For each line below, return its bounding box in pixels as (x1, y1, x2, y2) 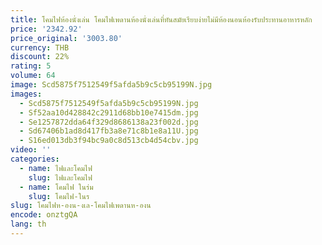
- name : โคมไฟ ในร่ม (19, 182, 94, 192)
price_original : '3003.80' (10, 33, 123, 43)
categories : (10, 154, 60, 164)
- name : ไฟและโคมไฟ (19, 163, 93, 173)
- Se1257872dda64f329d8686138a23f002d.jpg (19, 117, 199, 127)
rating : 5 (10, 61, 52, 71)
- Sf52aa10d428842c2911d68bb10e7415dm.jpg (19, 107, 199, 118)
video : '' (10, 145, 52, 155)
